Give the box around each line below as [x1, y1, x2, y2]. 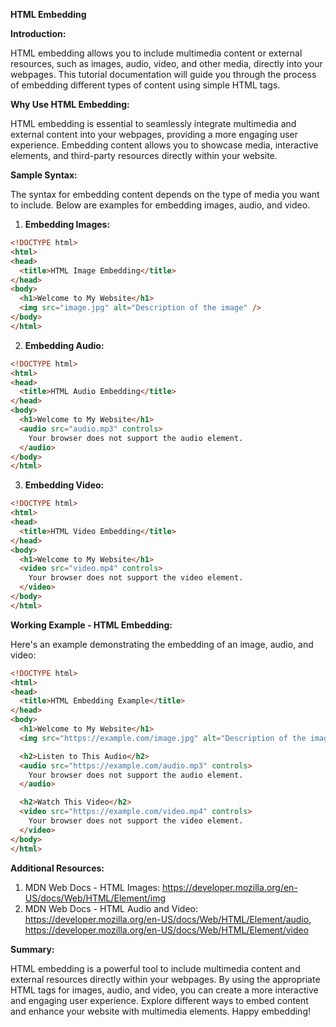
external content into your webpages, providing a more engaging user [10, 129, 299, 140]
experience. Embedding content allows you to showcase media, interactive [10, 139, 319, 151]
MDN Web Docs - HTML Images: [24, 881, 160, 893]
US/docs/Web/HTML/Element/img [24, 892, 167, 904]
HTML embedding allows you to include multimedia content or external [10, 47, 303, 59]
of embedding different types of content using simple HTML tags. [10, 79, 281, 91]
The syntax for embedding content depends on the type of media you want [10, 189, 320, 200]
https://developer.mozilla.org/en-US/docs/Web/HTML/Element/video [24, 924, 310, 936]
